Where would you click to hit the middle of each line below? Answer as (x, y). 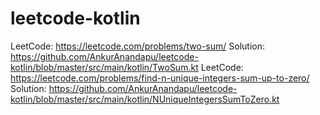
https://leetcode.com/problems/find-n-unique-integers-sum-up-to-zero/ (160, 78)
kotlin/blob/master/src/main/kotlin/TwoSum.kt (104, 67)
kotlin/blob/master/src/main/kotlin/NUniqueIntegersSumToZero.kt (145, 99)
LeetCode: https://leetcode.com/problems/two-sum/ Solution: (137, 46)
